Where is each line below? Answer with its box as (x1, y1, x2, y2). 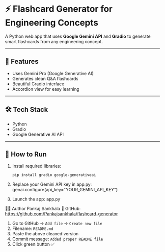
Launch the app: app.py (12, 196, 60, 202)
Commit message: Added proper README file (12, 236, 103, 242)
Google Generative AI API (12, 131, 64, 137)
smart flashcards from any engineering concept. (5, 38, 103, 44)
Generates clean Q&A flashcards (12, 76, 79, 81)
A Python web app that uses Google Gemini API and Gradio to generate (5, 33, 151, 39)
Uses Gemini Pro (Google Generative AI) (12, 70, 94, 76)
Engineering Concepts (5, 17, 99, 28)
